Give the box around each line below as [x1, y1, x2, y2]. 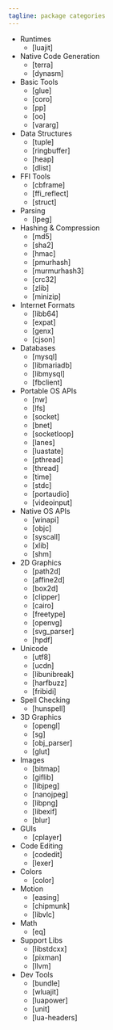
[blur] [31, 815, 50, 825]
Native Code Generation [19, 51, 100, 61]
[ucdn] [31, 660, 54, 671]
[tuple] [31, 137, 54, 146]
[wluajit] [31, 986, 59, 996]
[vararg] [31, 120, 59, 129]
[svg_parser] [31, 626, 75, 636]
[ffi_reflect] [31, 188, 70, 198]
